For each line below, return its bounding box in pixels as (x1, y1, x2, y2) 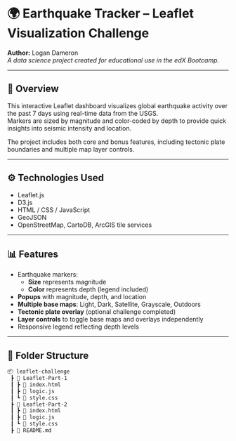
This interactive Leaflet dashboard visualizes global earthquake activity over (7, 101, 228, 110)
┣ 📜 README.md (10, 427, 52, 434)
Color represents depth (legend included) (27, 285, 149, 294)
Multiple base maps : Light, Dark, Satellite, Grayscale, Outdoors (17, 300, 202, 309)
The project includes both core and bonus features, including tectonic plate (7, 138, 225, 146)
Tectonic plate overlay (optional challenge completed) (17, 308, 176, 316)
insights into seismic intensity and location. (7, 124, 132, 132)
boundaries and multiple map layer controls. (7, 145, 135, 153)
